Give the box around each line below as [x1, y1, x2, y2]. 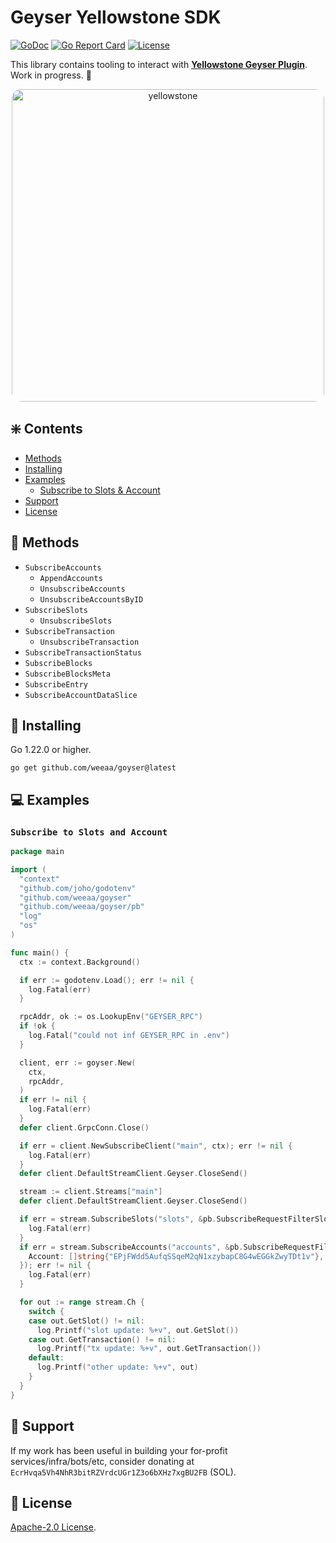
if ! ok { [19, 1021, 56, 1031]
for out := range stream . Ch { [19, 1297, 145, 1308]
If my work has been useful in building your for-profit [10, 1444, 228, 1456]
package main [10, 847, 65, 857]
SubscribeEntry [24, 679, 89, 690]
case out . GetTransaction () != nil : [28, 1334, 177, 1345]
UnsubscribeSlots [39, 616, 113, 626]
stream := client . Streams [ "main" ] [19, 1187, 163, 1197]
